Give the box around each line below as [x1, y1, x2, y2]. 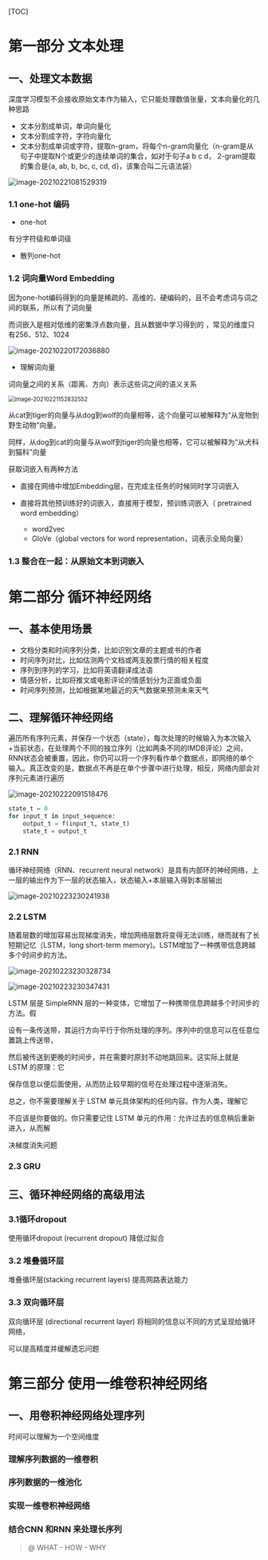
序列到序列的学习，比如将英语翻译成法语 [19, 665, 153, 674]
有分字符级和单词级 [8, 234, 72, 243]
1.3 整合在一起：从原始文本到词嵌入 [8, 555, 144, 566]
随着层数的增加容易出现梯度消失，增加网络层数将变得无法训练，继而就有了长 [8, 930, 260, 940]
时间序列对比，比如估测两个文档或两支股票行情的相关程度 [19, 655, 209, 665]
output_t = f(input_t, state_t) [22, 820, 130, 828]
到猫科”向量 [8, 447, 47, 457]
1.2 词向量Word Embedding [8, 273, 115, 284]
